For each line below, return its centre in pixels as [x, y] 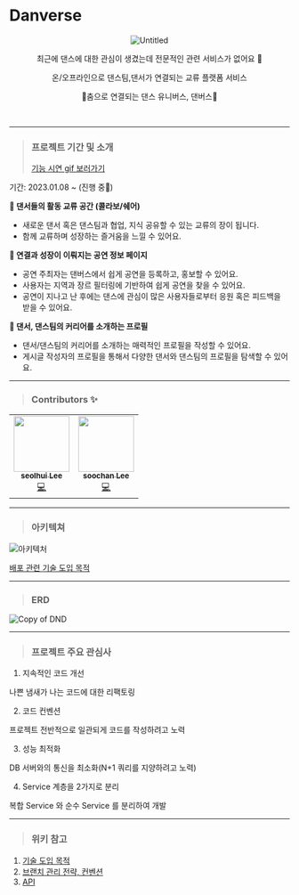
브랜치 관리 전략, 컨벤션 [63, 871]
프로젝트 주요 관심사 [71, 653]
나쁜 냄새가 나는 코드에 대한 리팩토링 [72, 692]
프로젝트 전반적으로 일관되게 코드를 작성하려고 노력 [97, 730]
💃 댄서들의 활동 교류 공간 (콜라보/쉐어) [75, 207]
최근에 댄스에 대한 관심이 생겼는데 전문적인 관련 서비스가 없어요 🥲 [149, 58]
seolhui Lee [42, 476]
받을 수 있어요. [47, 307]
